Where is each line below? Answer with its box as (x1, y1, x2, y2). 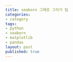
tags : (5, 21, 17, 26)
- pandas (5, 40, 24, 45)
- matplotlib (5, 35, 33, 40)
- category (5, 16, 28, 21)
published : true (5, 49, 40, 54)
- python (5, 26, 24, 31)
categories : (5, 12, 30, 17)
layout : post (5, 44, 33, 49)
